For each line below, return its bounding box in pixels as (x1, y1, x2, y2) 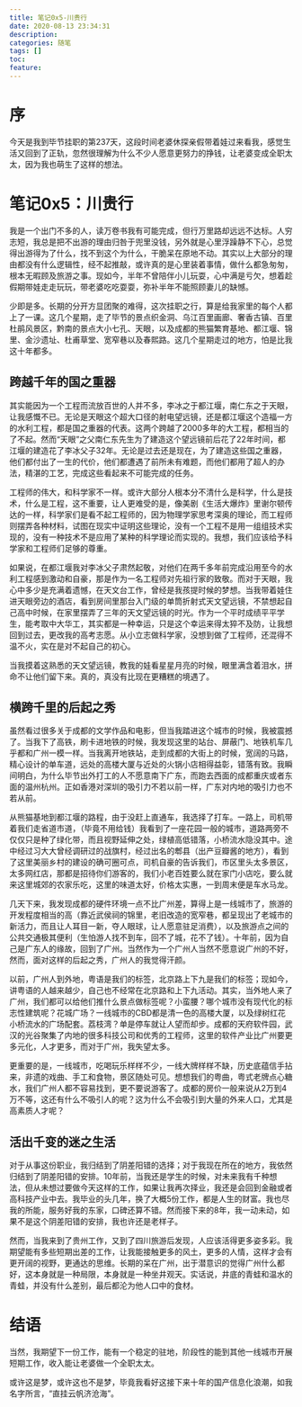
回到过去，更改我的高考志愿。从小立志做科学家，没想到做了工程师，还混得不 (9, 629, 293, 640)
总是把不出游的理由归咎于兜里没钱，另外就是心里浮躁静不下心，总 (40, 236, 285, 247)
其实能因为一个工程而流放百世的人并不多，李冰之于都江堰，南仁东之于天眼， (9, 399, 293, 410)
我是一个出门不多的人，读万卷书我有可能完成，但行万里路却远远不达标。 (9, 225, 277, 236)
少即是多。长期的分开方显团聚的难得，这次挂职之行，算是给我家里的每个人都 (9, 300, 293, 311)
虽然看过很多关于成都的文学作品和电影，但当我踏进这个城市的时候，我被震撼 (9, 725, 293, 736)
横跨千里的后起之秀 (9, 699, 116, 715)
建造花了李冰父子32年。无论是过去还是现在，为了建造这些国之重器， (32, 444, 288, 455)
